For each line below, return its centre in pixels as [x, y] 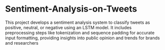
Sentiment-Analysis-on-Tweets [71, 9]
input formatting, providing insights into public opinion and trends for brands [82, 38]
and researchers [22, 43]
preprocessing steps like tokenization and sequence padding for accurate [80, 33]
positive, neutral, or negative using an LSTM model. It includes [68, 27]
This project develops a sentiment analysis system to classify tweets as [78, 22]
